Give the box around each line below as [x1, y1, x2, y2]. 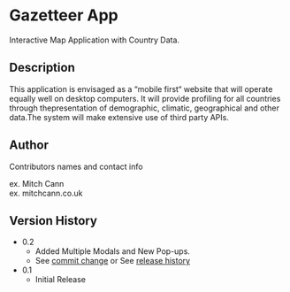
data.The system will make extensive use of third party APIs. [9, 111, 230, 122]
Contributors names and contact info [9, 161, 143, 172]
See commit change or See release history [34, 256, 191, 266]
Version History [9, 213, 97, 228]
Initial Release [34, 274, 87, 285]
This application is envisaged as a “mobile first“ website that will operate [9, 83, 273, 94]
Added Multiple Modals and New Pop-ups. [34, 246, 190, 257]
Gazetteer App [9, 5, 118, 26]
